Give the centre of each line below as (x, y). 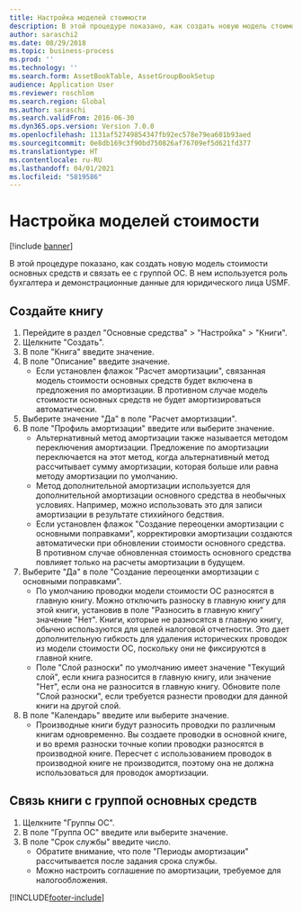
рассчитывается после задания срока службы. (126, 861)
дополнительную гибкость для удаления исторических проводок (161, 639)
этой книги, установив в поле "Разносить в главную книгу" (150, 610)
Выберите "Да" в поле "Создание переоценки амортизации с (141, 572)
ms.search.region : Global (58, 101)
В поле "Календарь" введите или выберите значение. (125, 715)
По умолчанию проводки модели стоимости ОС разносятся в (155, 591)
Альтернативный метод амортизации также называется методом (162, 438)
